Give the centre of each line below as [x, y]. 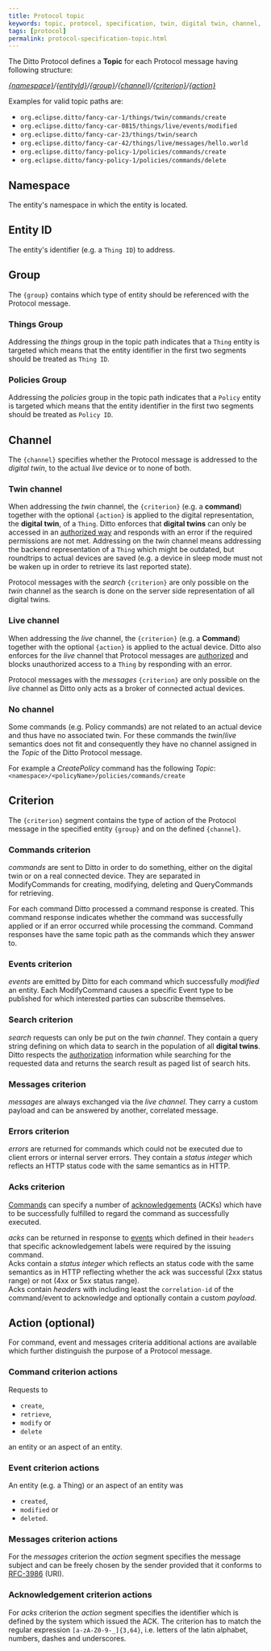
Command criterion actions [63, 1372]
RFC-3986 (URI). [36, 1574]
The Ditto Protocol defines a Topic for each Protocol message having [123, 61]
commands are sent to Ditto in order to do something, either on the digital [130, 868]
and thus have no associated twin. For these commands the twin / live [122, 735]
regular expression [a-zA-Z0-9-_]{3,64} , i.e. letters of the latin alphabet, [128, 1629]
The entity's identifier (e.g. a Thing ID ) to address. [92, 249]
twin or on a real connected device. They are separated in [104, 876]
